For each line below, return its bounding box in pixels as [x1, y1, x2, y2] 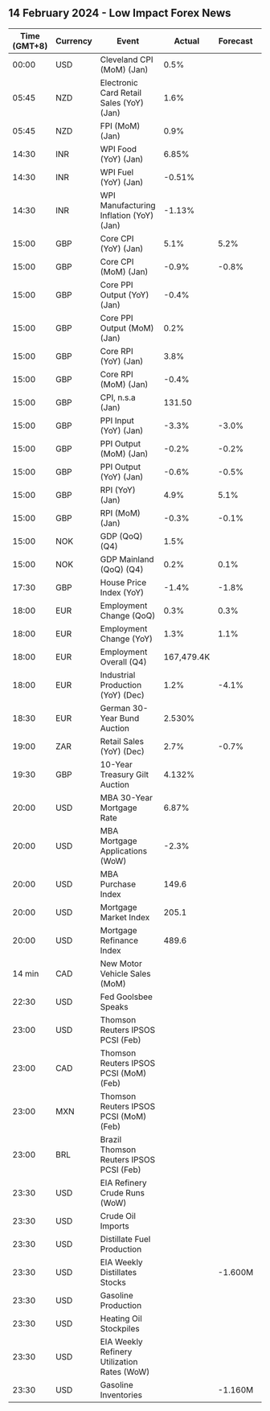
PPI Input [100, 414, 135, 426]
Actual [174, 35, 200, 47]
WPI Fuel [100, 167, 134, 178]
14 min [12, 968, 39, 979]
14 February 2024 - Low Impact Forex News [8, 6, 231, 20]
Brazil [100, 1133, 122, 1145]
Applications [100, 845, 148, 856]
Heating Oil [100, 1313, 142, 1324]
